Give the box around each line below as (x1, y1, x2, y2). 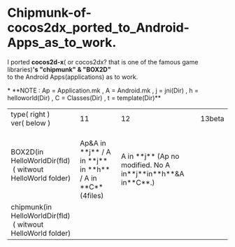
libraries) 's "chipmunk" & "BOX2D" (7, 65, 111, 73)
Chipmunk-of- (7, 5, 92, 21)
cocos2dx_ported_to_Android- (7, 20, 190, 36)
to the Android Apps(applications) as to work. (7, 72, 138, 81)
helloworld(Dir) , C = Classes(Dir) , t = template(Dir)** (7, 93, 162, 102)
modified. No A (121, 160, 170, 169)
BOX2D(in (10, 147, 44, 157)
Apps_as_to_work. (7, 35, 117, 50)
